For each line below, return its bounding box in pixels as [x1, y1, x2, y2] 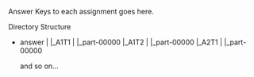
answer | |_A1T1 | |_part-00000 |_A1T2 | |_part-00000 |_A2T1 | [19, 37, 223, 47]
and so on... [19, 61, 59, 71]
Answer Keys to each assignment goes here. [8, 7, 155, 16]
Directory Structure [8, 22, 71, 31]
